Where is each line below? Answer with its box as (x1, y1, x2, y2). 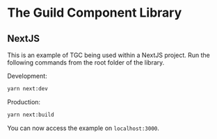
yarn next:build (7, 111, 54, 118)
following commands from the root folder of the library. (7, 58, 165, 67)
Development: (7, 72, 47, 80)
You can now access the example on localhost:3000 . (7, 124, 160, 132)
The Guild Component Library (7, 5, 182, 21)
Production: (7, 97, 40, 106)
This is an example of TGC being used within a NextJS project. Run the (7, 51, 211, 59)
